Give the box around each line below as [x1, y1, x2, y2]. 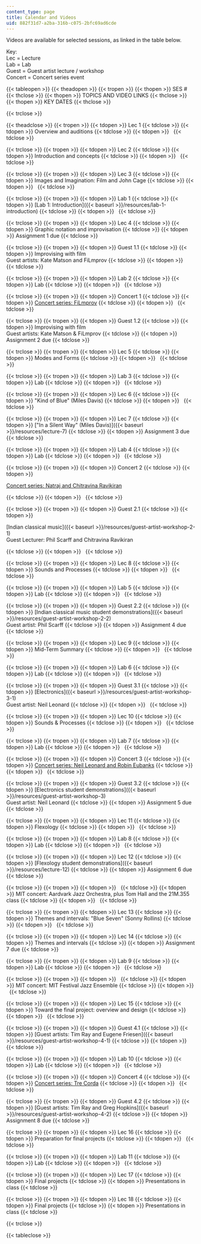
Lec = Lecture [6, 55, 41, 62]
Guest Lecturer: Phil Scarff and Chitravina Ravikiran [6, 536, 134, 544]
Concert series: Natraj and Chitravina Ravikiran [6, 482, 122, 490]
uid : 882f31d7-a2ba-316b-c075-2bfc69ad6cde [6, 20, 117, 26]
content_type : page [6, 8, 55, 15]
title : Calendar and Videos [6, 14, 77, 20]
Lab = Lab [6, 61, 31, 68]
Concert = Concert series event [6, 73, 85, 81]
